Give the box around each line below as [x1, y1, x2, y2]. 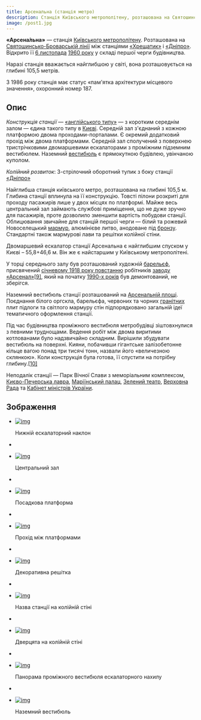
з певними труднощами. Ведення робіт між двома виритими [6, 328, 162, 336]
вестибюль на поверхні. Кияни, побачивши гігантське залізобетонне [6, 341, 182, 348]
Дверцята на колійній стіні [14, 638, 83, 645]
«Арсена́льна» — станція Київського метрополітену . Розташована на [6, 37, 185, 44]
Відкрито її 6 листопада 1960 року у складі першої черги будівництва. [6, 49, 185, 56]
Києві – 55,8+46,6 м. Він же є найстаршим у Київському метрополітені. [6, 249, 189, 256]
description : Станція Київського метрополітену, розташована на [6, 14, 170, 20]
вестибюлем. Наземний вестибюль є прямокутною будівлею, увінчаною [6, 150, 193, 158]
